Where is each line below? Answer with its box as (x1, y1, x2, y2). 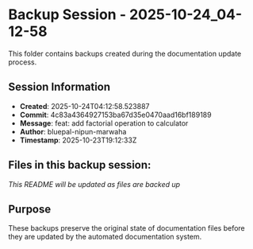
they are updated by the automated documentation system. (8, 232, 202, 242)
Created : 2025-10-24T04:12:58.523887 (19, 101, 150, 111)
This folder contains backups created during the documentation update (8, 49, 242, 58)
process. (8, 57, 37, 67)
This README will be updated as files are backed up (8, 179, 181, 189)
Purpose (8, 202, 52, 216)
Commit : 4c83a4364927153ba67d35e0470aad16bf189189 (19, 110, 212, 119)
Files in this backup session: (8, 158, 151, 172)
